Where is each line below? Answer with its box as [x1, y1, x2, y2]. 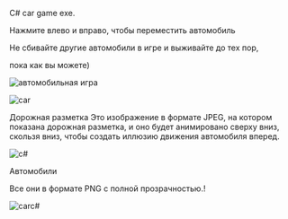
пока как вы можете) [9, 60, 90, 70]
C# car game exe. [9, 8, 76, 18]
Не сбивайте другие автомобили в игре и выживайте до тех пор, [9, 42, 259, 53]
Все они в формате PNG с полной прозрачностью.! [9, 183, 206, 194]
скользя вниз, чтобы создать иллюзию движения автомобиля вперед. [9, 131, 281, 142]
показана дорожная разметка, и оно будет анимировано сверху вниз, [9, 121, 280, 132]
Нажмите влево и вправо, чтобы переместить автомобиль [9, 25, 236, 35]
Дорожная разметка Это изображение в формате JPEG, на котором [9, 112, 273, 122]
